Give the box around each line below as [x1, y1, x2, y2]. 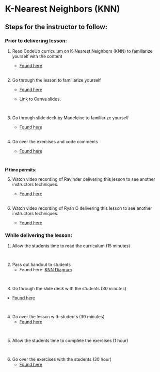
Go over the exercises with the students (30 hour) [12, 356, 112, 362]
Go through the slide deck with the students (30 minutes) [12, 286, 127, 292]
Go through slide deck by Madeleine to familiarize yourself [12, 115, 129, 121]
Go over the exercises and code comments [12, 139, 98, 144]
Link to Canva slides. [19, 96, 61, 102]
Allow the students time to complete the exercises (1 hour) [12, 338, 128, 343]
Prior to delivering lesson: [5, 37, 67, 44]
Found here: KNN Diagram [19, 267, 72, 273]
